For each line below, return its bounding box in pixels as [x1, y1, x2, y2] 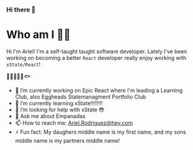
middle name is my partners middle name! [15, 137, 120, 144]
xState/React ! [6, 60, 41, 68]
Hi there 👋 [6, 5, 36, 14]
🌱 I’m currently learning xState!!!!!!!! [15, 99, 103, 106]
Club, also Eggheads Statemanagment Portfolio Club [15, 93, 146, 100]
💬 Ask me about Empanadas [15, 112, 86, 120]
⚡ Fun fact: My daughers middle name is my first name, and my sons [15, 128, 186, 135]
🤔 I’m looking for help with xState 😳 [15, 106, 105, 113]
